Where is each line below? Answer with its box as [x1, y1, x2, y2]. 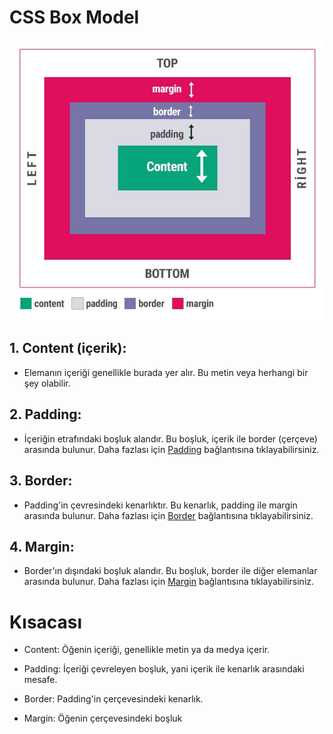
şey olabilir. [23, 377, 71, 389]
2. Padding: [9, 406, 82, 423]
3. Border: [9, 472, 73, 490]
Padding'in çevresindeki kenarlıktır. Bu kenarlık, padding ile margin [23, 499, 298, 511]
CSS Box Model [9, 6, 140, 29]
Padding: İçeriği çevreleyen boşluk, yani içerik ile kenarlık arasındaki [23, 663, 305, 675]
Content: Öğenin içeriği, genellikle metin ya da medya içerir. [23, 644, 271, 656]
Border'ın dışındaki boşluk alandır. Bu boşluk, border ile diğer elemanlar [23, 565, 318, 577]
